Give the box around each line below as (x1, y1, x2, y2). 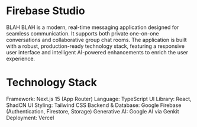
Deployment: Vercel (6, 114, 54, 121)
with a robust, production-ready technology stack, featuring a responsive (6, 43, 185, 50)
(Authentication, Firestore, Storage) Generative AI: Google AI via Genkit (6, 108, 179, 115)
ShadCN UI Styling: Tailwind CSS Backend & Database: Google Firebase (6, 102, 182, 109)
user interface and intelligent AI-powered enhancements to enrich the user (6, 48, 188, 56)
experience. (6, 55, 35, 62)
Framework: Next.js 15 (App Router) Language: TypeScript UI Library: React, (6, 95, 192, 102)
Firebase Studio (6, 4, 86, 18)
